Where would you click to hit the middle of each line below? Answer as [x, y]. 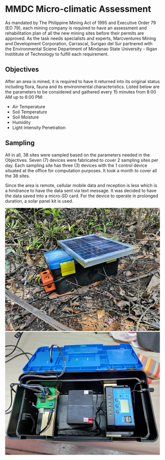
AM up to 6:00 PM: [24, 97]
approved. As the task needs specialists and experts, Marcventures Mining [81, 38]
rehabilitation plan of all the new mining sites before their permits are [75, 33]
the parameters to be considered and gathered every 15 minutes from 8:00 [81, 92]
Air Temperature [29, 106]
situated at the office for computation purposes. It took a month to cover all [81, 170]
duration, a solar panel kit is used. [39, 201]
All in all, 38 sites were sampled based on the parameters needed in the [78, 155]
